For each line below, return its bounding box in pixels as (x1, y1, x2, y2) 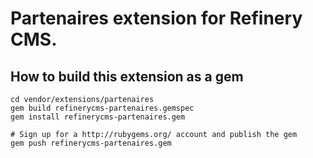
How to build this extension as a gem (10, 68, 244, 85)
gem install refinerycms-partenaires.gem (10, 112, 186, 122)
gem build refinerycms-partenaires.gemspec (10, 103, 195, 113)
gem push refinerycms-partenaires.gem (10, 138, 172, 148)
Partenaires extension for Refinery (10, 7, 303, 30)
